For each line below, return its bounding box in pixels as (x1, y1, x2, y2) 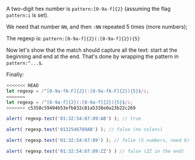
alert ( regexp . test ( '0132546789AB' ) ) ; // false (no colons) (6, 126, 163, 133)
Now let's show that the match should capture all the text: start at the (6, 46, 178, 54)
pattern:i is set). (6, 11, 49, 19)
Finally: (6, 71, 24, 78)
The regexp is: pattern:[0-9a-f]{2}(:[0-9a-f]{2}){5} (6, 35, 140, 42)
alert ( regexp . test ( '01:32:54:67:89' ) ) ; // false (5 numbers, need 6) (6, 138, 190, 144)
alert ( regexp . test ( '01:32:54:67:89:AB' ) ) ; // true (6, 115, 141, 122)
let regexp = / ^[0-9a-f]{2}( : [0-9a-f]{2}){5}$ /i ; (6, 99, 134, 105)
